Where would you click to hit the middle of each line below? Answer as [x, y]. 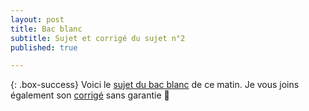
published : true [44, 47]
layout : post [37, 19]
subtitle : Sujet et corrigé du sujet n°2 [98, 38]
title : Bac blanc [46, 29]
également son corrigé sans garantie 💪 [90, 95]
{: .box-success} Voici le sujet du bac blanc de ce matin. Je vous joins [155, 85]
